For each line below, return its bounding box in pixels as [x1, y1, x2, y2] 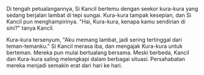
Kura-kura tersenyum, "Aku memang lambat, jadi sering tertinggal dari [6, 36, 182, 43]
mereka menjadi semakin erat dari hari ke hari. [6, 62, 123, 69]
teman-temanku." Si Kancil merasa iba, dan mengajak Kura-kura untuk [6, 42, 183, 50]
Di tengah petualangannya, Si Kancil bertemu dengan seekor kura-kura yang [6, 5, 199, 12]
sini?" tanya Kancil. [6, 24, 54, 31]
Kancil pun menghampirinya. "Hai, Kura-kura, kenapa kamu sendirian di [6, 18, 186, 25]
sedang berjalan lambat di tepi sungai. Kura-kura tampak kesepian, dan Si [6, 11, 192, 19]
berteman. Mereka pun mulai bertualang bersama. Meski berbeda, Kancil [6, 49, 190, 56]
